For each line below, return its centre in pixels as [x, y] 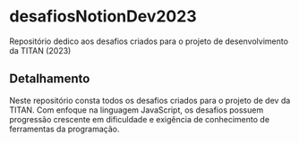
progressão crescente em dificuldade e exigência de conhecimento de [140, 119]
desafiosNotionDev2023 [103, 17]
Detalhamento [50, 79]
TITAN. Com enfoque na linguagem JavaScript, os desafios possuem [137, 110]
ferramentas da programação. [64, 129]
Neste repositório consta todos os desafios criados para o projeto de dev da [150, 100]
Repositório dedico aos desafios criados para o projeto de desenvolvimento [149, 41]
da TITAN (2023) [40, 50]
